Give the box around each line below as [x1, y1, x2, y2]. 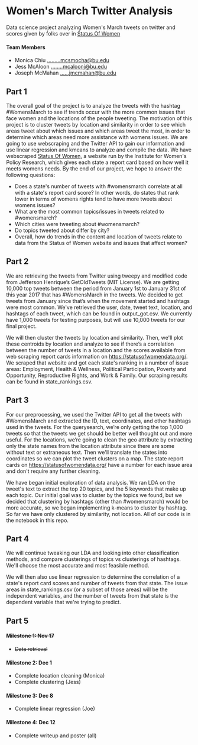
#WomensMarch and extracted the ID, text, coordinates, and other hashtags [6, 417, 191, 424]
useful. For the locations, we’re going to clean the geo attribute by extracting [6, 436, 193, 443]
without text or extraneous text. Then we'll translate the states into [6, 449, 168, 456]
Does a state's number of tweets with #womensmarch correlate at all [14, 182, 183, 190]
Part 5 [6, 615, 29, 625]
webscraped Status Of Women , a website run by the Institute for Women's [6, 152, 187, 159]
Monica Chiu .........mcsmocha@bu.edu [14, 57, 109, 64]
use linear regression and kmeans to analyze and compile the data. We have [6, 146, 192, 153]
